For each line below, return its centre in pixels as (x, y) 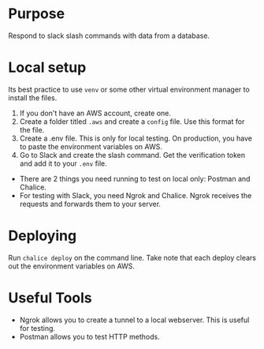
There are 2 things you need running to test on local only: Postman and (135, 178)
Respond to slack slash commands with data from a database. (109, 36)
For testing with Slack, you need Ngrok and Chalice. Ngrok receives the (136, 195)
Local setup (47, 68)
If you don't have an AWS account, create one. (95, 113)
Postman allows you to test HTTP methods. (89, 336)
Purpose (37, 14)
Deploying (43, 236)
